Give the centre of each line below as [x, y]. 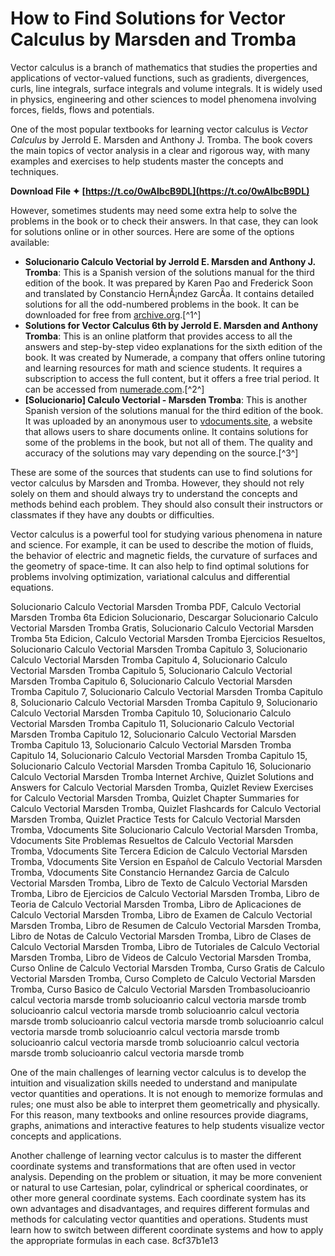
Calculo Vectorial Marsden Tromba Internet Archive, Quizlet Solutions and [162, 776]
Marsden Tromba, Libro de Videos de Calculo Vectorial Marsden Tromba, [161, 957]
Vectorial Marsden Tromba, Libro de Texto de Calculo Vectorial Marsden [159, 883]
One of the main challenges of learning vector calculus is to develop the [158, 1072]
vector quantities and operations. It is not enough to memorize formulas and [167, 1093]
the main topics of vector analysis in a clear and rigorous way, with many [160, 150]
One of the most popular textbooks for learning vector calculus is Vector [159, 129]
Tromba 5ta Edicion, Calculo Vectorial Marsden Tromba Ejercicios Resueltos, [168, 638]
